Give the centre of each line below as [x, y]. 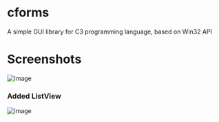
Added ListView [34, 96]
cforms [28, 13]
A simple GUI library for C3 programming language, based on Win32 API [109, 32]
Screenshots [44, 59]
